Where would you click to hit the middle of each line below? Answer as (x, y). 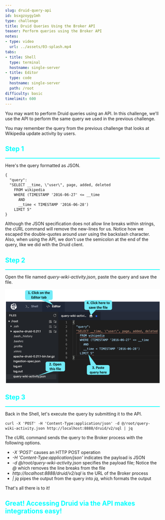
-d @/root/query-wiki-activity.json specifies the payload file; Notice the (84, 463)
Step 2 (15, 260)
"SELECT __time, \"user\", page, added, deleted (60, 185)
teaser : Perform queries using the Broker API (54, 31)
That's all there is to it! (27, 488)
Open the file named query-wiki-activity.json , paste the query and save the (81, 277)
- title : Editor (22, 73)
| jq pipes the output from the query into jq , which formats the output (82, 479)
